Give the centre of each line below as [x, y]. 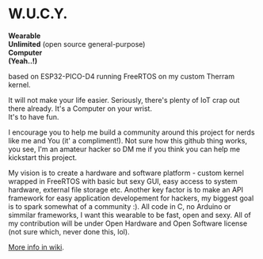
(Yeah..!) [23, 61]
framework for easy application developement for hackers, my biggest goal [131, 198]
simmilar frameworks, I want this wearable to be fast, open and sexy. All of [130, 215]
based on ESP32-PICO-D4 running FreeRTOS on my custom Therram [122, 76]
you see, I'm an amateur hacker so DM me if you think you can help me [124, 149]
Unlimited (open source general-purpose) [77, 44]
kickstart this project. [43, 157]
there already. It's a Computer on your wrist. [80, 109]
